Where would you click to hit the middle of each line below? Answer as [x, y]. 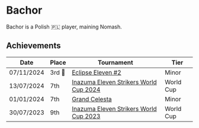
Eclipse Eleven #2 [97, 72]
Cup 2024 [86, 89]
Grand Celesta [92, 99]
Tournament [115, 62]
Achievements [33, 46]
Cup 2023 [86, 116]
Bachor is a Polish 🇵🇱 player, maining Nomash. [64, 27]
